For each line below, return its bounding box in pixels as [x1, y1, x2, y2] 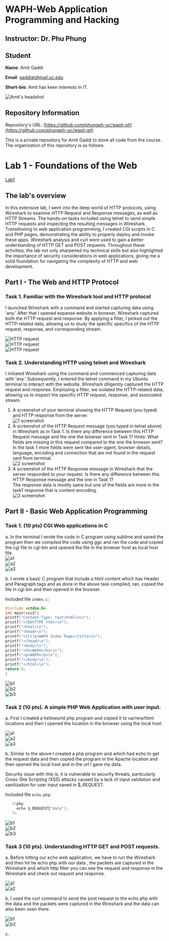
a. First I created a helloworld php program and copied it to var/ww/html [5, 715, 154, 721]
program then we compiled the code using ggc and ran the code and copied [5, 539, 163, 545]
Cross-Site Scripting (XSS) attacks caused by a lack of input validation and [5, 776, 160, 782]
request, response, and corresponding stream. [5, 326, 102, 332]
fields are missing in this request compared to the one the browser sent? [12, 439, 163, 445]
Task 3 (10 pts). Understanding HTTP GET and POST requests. [5, 843, 160, 850]
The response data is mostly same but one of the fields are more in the [12, 482, 159, 488]
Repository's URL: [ [5, 122, 45, 128]
